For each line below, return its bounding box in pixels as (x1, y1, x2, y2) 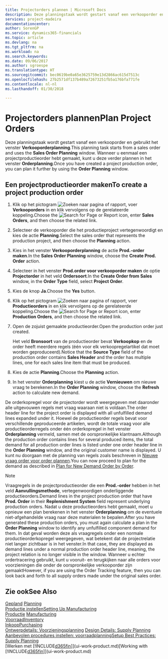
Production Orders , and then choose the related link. (12, 313, 122, 320)
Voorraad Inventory (5, 616, 44, 622)
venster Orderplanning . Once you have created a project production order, (5, 160, 158, 166)
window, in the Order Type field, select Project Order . (12, 278, 124, 284)
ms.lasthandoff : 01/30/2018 (5, 86, 64, 91)
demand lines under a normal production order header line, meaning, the (5, 546, 155, 552)
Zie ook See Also (5, 587, 57, 595)
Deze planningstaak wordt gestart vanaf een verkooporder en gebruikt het (5, 139, 158, 145)
